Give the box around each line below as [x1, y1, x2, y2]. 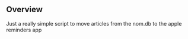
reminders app [6, 26, 42, 33]
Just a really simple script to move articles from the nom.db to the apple [6, 20, 182, 27]
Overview [6, 5, 43, 15]
